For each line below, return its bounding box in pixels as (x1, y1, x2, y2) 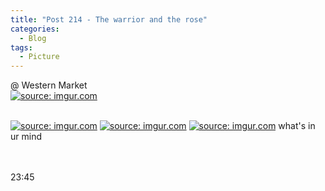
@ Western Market (10, 79, 88, 91)
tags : (10, 42, 33, 53)
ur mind (10, 131, 42, 143)
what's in (278, 120, 316, 132)
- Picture (19, 52, 60, 62)
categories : (10, 24, 60, 34)
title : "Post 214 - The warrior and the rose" (10, 14, 208, 25)
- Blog (19, 33, 47, 43)
